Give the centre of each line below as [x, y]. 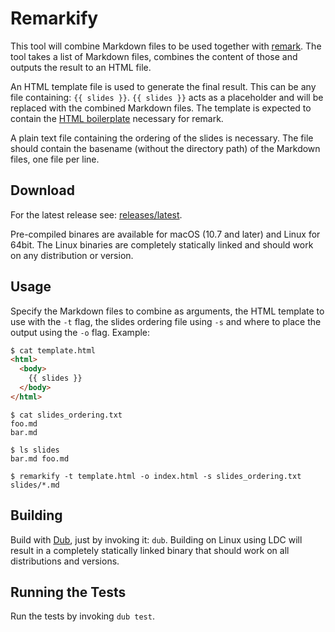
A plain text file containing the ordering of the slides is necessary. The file [162, 138]
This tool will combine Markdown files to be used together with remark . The [166, 46]
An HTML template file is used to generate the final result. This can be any [163, 86]
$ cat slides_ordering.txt [66, 415]
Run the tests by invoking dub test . [82, 616]
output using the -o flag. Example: [80, 332]
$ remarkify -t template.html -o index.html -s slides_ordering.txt [156, 476]
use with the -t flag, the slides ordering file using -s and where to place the [166, 321]
